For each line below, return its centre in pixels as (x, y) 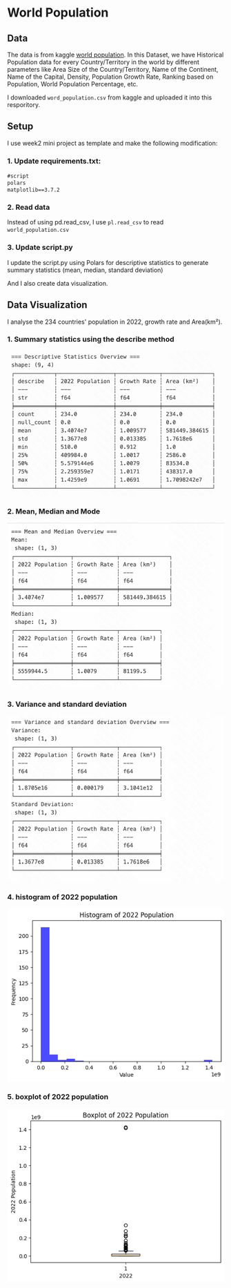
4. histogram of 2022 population (62, 897)
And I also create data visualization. (58, 283)
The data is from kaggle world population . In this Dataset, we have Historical (115, 55)
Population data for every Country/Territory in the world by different (103, 62)
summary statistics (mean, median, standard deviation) (85, 270)
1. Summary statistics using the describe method (91, 340)
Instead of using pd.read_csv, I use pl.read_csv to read (86, 222)
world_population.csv (38, 230)
